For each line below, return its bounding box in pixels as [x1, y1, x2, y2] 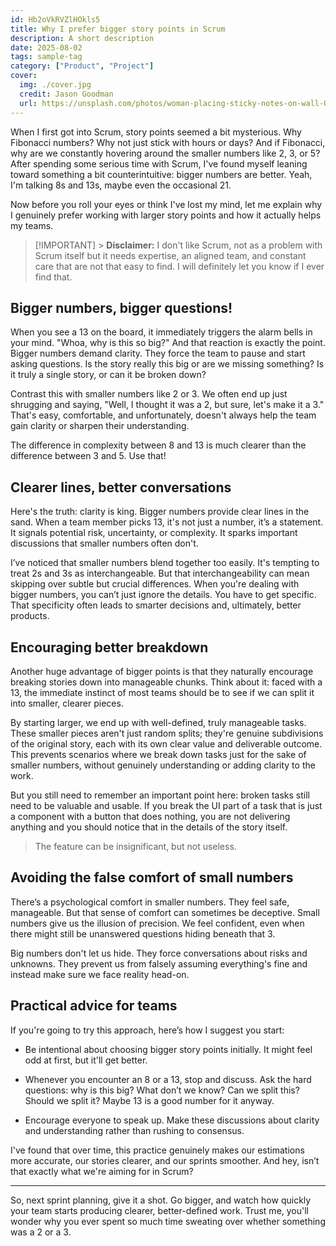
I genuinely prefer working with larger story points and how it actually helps [10, 209, 322, 221]
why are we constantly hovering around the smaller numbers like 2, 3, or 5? [10, 147, 321, 159]
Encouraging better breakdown [10, 639, 209, 656]
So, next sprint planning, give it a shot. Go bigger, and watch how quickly [10, 1194, 312, 1206]
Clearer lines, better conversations [10, 479, 232, 496]
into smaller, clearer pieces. [10, 697, 124, 709]
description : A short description [10, 33, 155, 43]
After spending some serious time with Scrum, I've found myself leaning [10, 157, 308, 170]
